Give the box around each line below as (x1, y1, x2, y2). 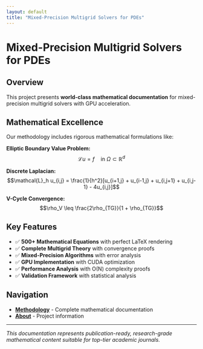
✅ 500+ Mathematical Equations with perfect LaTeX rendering (14, 238, 173, 245)
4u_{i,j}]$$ (93, 183, 120, 190)
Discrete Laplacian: (6, 167, 56, 174)
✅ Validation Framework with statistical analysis (14, 272, 137, 279)
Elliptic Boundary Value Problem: (6, 145, 91, 152)
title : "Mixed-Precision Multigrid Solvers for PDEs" (6, 14, 145, 21)
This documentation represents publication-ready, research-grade (6, 330, 173, 337)
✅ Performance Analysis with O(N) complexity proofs (14, 265, 150, 272)
